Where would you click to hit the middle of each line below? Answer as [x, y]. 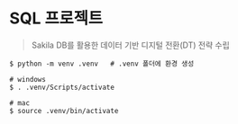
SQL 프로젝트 [56, 18]
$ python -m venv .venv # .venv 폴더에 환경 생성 [102, 64]
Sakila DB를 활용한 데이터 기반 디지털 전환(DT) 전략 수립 [130, 45]
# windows [28, 79]
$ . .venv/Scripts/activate [62, 87]
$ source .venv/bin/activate [64, 111]
